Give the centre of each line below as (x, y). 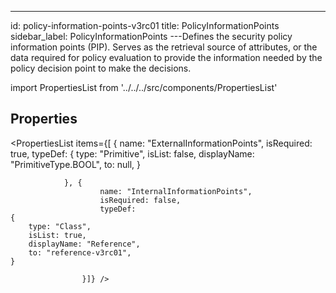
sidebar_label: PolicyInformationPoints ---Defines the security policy (151, 36)
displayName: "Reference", (84, 244)
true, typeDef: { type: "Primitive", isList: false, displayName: (132, 153)
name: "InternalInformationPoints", (176, 191)
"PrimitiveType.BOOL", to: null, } (75, 164)
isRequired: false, (140, 200)
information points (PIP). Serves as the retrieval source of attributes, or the (164, 47)
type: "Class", (60, 226)
